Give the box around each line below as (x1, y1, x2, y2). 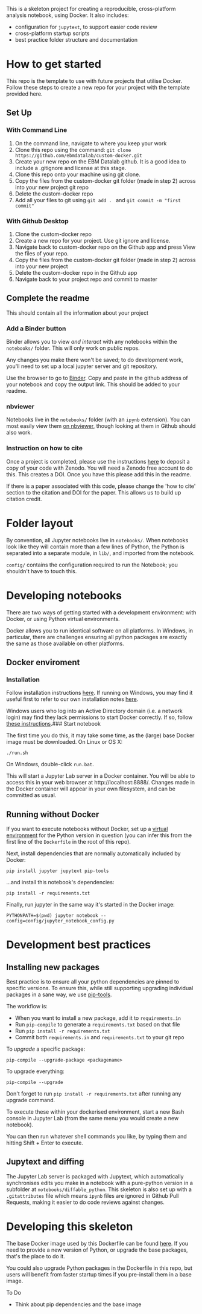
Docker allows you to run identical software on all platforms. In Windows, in (6, 626, 194, 634)
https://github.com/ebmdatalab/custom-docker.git (14, 153, 143, 159)
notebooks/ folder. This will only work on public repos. (6, 344, 140, 352)
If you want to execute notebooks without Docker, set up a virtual (6, 826, 168, 832)
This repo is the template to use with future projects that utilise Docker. (6, 77, 183, 84)
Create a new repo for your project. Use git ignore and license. (14, 237, 171, 244)
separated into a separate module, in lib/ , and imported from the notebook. (6, 549, 195, 556)
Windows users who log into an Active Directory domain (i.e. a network (6, 708, 183, 715)
